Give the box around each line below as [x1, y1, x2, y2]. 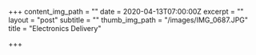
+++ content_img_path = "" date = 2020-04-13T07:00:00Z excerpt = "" [8, 7, 244, 16]
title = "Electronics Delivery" [8, 24, 102, 33]
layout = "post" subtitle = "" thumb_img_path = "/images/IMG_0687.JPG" [8, 15, 249, 25]
